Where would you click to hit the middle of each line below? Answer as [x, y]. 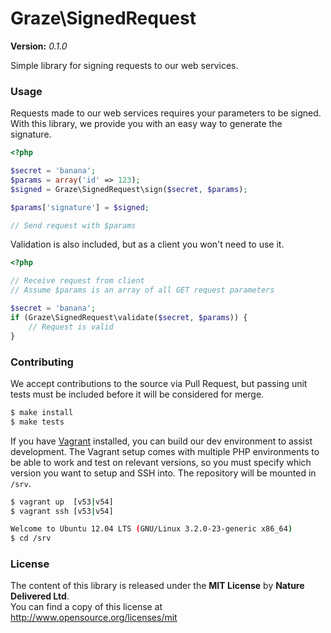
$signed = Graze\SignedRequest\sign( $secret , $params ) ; [129, 189]
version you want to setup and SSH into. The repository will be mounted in [163, 473]
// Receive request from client [77, 281]
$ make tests [37, 422]
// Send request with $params [73, 225]
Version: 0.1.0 [39, 46]
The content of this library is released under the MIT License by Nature [157, 586]
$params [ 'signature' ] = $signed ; [80, 207]
